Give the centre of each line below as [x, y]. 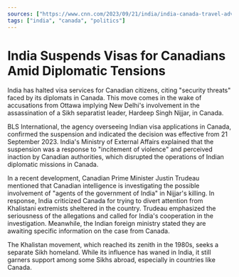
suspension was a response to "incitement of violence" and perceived [110, 149]
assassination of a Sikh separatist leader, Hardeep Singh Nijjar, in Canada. [116, 113]
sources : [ [23, 14]
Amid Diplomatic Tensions [86, 71]
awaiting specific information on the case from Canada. [89, 231]
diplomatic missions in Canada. [53, 165]
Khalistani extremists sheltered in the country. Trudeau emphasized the [112, 208]
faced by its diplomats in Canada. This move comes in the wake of [105, 98]
